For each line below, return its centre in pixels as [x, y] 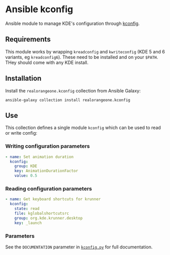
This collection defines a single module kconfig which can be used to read [83, 127]
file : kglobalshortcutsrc [42, 213]
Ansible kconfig [39, 9]
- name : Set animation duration [39, 157]
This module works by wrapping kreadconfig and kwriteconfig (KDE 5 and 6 [85, 51]
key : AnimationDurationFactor [46, 171]
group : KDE [26, 166]
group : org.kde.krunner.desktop [48, 218]
